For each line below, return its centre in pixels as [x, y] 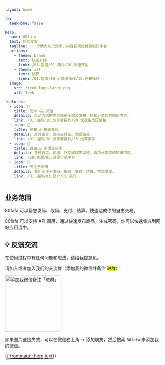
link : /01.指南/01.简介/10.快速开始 [53, 65]
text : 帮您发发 [24, 42]
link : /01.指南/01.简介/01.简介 [45, 176]
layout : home [19, 10]
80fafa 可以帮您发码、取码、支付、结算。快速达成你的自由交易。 [72, 211]
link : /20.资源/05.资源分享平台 [45, 158]
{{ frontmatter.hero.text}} [31, 356]
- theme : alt [28, 70]
